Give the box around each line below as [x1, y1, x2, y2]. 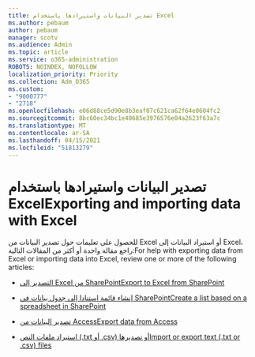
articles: [8, 262, 35, 272]
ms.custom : [8, 85, 44, 93]
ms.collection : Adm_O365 [8, 77, 90, 85]
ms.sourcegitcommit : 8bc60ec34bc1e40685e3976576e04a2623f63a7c [8, 115, 221, 122]
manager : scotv [8, 33, 58, 42]
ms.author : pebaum [8, 19, 69, 27]
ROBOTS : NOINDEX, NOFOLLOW [8, 63, 97, 71]
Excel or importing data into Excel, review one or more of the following [8, 254, 237, 264]
